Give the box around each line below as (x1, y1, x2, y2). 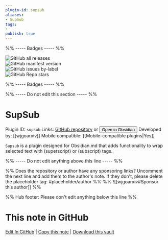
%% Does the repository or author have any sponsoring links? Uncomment (5, 167, 163, 174)
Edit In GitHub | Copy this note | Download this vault (5, 228, 115, 235)
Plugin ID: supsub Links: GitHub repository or (5, 126, 99, 132)
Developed (138, 126, 162, 132)
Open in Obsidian (102, 127, 135, 132)
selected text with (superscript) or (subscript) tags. (5, 148, 113, 154)
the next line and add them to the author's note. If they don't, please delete (5, 173, 163, 179)
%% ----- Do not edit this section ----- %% (5, 91, 98, 97)
